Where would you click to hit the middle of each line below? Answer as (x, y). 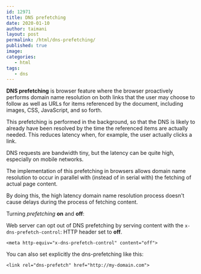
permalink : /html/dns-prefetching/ (51, 40)
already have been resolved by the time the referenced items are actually (97, 128)
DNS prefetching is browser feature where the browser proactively (90, 91)
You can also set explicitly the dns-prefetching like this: (75, 254)
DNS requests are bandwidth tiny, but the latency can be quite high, (91, 153)
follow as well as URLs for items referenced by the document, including (95, 104)
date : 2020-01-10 (28, 23)
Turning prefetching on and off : (45, 214)
